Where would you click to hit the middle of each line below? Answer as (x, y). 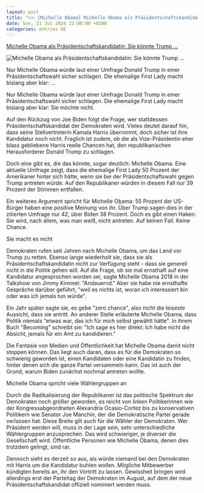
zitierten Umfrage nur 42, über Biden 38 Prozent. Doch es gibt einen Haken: (101, 215)
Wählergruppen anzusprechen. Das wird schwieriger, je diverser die (91, 434)
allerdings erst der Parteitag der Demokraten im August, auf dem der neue (99, 478)
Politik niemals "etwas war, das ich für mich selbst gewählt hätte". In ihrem (99, 321)
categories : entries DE (36, 29)
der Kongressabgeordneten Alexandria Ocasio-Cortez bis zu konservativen (100, 408)
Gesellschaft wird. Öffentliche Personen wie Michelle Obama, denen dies (97, 441)
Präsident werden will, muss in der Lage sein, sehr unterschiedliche (91, 428)
